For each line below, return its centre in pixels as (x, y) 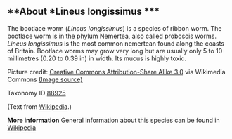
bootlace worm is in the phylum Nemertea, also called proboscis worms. (112, 36)
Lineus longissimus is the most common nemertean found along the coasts (116, 43)
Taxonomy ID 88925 (37, 93)
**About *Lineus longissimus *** (84, 12)
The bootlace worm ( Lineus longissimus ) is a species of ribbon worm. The (115, 28)
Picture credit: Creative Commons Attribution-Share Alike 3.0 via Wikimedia (117, 72)
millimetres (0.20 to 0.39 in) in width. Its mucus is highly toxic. (97, 58)
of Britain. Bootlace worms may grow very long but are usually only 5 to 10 (115, 51)
